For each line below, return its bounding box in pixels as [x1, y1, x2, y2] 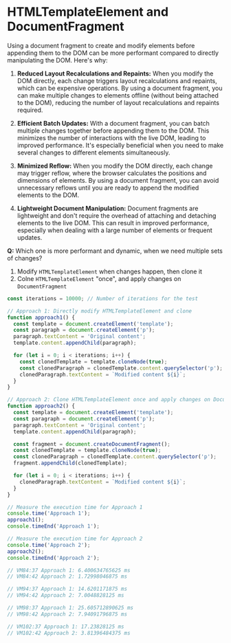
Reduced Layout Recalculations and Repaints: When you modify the [16, 69, 214, 78]
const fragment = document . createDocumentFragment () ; [13, 440, 170, 447]
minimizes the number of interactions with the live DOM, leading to [16, 133, 206, 142]
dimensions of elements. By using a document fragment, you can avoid [16, 176, 219, 184]
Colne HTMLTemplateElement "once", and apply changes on [16, 274, 181, 282]
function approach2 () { [7, 403, 76, 409]
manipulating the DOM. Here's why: [7, 56, 108, 64]
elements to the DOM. [16, 190, 80, 199]
